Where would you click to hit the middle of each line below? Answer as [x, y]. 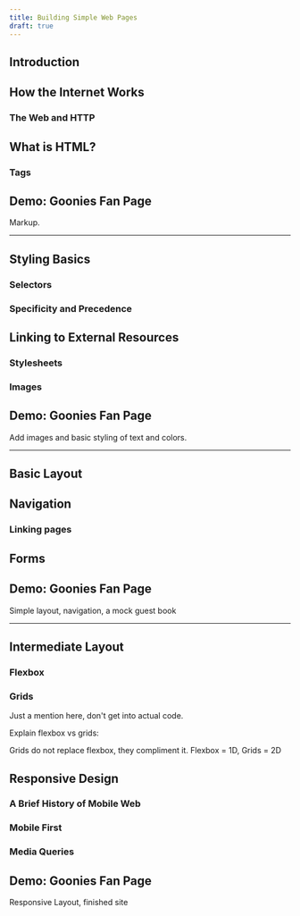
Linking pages [41, 530]
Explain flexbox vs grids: [54, 733]
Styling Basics [50, 259]
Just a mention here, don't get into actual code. [96, 716]
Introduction [45, 62]
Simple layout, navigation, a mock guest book [93, 610]
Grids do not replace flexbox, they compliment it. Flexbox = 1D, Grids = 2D [146, 751]
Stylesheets [36, 363]
